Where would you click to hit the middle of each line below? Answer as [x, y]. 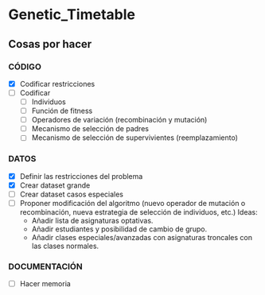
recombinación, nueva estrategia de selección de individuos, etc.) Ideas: [138, 212]
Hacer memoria [45, 284]
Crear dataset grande [55, 185]
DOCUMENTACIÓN [45, 266]
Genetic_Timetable [72, 15]
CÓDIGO [25, 67]
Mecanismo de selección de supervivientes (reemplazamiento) [135, 138]
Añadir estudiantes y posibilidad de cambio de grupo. [119, 229]
